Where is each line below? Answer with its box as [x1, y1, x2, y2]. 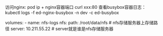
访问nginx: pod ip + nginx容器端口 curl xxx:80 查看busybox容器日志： [5, 4, 146, 10]
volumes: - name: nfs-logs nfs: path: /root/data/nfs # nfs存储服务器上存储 [5, 20, 154, 25]
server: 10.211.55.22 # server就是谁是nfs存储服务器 [10, 26, 114, 32]
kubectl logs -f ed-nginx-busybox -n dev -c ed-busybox [5, 10, 119, 16]
